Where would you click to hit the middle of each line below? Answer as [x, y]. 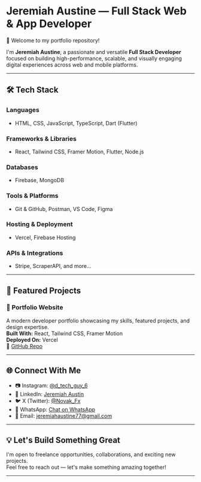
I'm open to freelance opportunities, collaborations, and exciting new [91, 454]
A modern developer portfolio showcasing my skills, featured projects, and [98, 320]
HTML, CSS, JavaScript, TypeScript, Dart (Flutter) [76, 123]
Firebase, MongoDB [39, 180]
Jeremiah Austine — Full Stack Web [97, 11]
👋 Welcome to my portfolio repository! [53, 40]
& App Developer [49, 24]
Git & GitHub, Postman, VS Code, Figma [64, 209]
